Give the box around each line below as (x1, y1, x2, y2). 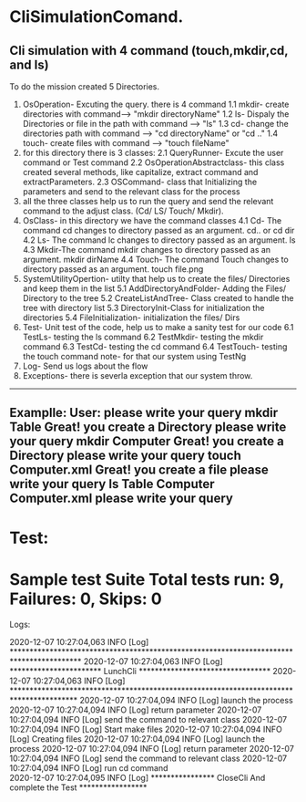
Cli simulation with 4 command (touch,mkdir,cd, (9, 43, 289, 58)
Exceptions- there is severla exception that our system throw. (22, 370, 253, 380)
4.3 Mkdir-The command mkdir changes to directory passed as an (22, 245, 271, 255)
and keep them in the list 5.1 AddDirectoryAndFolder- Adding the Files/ (22, 283, 287, 294)
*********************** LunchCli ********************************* (9, 665, 271, 676)
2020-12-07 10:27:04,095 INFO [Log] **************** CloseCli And (9, 772, 266, 783)
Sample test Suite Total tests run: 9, (9, 568, 284, 589)
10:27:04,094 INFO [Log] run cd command (9, 762, 168, 773)
